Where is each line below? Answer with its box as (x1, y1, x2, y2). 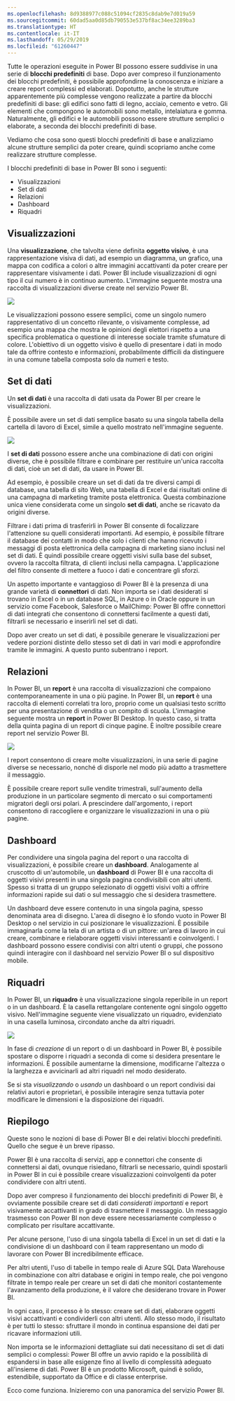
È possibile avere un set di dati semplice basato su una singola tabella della (7, 415, 224, 423)
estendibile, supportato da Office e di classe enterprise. (7, 1372, 168, 1381)
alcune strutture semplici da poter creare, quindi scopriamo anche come (7, 143, 215, 151)
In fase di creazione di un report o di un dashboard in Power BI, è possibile (7, 1044, 222, 1053)
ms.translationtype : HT (7, 23, 77, 30)
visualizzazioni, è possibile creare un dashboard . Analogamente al (7, 861, 199, 869)
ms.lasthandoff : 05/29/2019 (7, 36, 90, 44)
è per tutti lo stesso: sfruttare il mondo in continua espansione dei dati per (7, 1321, 220, 1330)
